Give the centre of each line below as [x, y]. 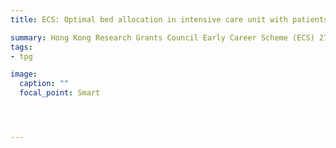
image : [24, 74]
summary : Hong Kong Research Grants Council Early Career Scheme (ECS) [162, 37]
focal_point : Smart [60, 93]
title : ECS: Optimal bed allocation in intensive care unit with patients [169, 19]
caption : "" [44, 84]
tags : [21, 47]
